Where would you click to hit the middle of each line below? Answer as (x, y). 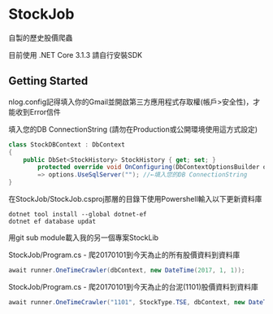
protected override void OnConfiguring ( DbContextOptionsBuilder (149, 168)
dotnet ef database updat (52, 221)
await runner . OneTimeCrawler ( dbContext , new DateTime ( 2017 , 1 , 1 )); (127, 270)
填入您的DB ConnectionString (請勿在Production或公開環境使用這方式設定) (133, 129)
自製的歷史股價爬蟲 (41, 37)
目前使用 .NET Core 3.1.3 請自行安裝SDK (76, 55)
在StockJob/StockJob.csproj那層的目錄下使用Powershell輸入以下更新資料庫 (135, 199)
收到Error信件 (38, 111)
